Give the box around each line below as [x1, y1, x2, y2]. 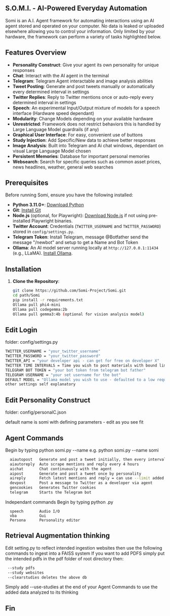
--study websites [7, 570, 44, 575]
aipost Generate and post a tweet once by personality [10, 471, 142, 476]
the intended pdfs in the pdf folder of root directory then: [5, 555, 124, 561]
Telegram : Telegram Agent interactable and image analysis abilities [12, 78, 153, 84]
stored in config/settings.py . [12, 229, 75, 235]
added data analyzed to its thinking [5, 589, 78, 595]
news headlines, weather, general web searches [12, 164, 114, 170]
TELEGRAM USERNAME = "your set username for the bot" [5, 372, 121, 378]
